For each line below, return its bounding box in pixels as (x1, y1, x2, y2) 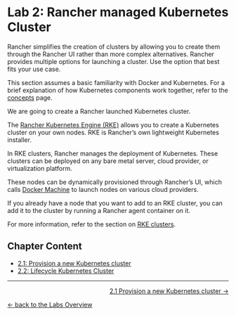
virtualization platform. (7, 164, 72, 172)
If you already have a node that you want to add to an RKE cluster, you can (7, 198, 223, 207)
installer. (7, 135, 32, 144)
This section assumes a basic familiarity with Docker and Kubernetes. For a (7, 78, 225, 86)
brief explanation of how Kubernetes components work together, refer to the (7, 86, 228, 94)
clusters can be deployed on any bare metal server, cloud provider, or (7, 156, 209, 165)
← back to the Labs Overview (7, 300, 93, 309)
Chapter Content (7, 240, 82, 252)
